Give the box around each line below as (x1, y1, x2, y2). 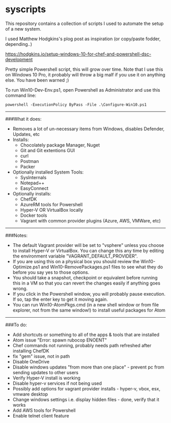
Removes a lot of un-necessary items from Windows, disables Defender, (12, 126, 165, 132)
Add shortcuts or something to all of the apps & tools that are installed (12, 331, 159, 337)
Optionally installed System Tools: (12, 169, 84, 175)
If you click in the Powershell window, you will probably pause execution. (12, 291, 166, 297)
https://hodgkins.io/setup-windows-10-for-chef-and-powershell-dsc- (5, 51, 152, 57)
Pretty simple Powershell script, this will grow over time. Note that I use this (5, 66, 163, 72)
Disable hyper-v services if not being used (12, 380, 102, 386)
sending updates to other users (12, 369, 79, 375)
